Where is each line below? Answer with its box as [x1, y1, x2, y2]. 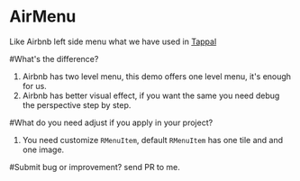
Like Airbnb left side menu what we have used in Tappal [9, 36, 217, 47]
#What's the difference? [9, 53, 99, 64]
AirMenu [9, 6, 77, 27]
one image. [22, 144, 65, 155]
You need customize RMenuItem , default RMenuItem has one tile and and [22, 134, 284, 145]
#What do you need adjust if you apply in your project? [9, 117, 214, 128]
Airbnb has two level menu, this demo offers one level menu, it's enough [22, 70, 291, 82]
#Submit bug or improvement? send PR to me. [9, 161, 180, 172]
